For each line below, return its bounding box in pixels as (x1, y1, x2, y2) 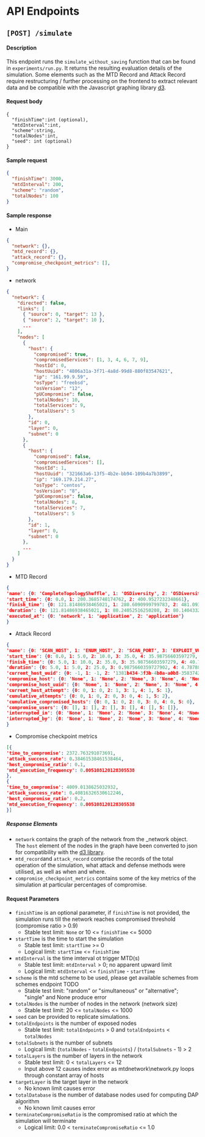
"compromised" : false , (33, 454, 92, 460)
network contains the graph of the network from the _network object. (15, 836, 188, 843)
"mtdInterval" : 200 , (12, 181, 64, 187)
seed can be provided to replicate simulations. (15, 1013, 130, 1020)
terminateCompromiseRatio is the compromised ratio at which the (15, 1110, 178, 1118)
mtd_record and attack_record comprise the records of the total (15, 855, 174, 863)
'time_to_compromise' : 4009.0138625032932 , (6, 784, 119, 790)
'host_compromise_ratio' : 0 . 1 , (6, 761, 86, 768)
